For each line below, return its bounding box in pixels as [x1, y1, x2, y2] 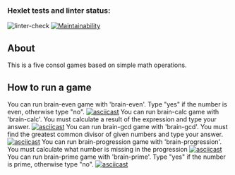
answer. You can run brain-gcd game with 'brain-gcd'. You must [7, 122, 228, 131]
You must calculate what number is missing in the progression [7, 145, 188, 153]
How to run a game [7, 81, 92, 93]
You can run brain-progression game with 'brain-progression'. [41, 137, 222, 146]
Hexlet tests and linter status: [7, 6, 111, 16]
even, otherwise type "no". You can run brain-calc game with [7, 107, 219, 116]
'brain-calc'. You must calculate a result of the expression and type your [7, 115, 217, 123]
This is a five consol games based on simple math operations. [7, 61, 187, 69]
